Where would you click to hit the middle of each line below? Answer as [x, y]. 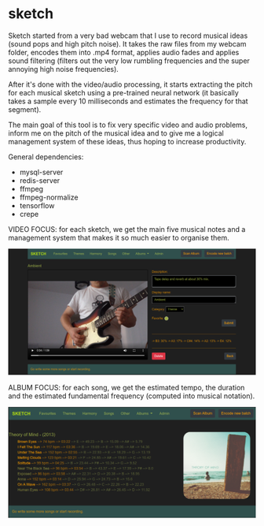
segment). [25, 109]
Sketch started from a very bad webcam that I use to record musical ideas [128, 35]
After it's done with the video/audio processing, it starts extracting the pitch [130, 84]
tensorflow [37, 205]
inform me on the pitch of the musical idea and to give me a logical [116, 133]
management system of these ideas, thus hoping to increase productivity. [127, 141]
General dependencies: [46, 157]
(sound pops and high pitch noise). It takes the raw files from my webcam [127, 43]
